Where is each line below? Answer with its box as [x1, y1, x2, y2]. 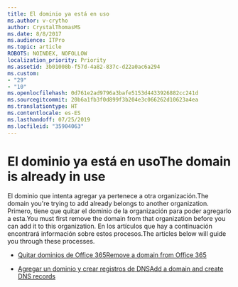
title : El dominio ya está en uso [7, 10, 110, 18]
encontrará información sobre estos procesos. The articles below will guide [7, 229, 227, 238]
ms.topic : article [7, 43, 62, 50]
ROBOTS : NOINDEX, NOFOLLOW [7, 50, 87, 58]
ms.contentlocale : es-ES [7, 109, 81, 117]
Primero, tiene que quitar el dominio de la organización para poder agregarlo [7, 207, 232, 215]
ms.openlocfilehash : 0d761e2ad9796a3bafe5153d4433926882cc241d [7, 90, 199, 97]
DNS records [17, 272, 55, 281]
